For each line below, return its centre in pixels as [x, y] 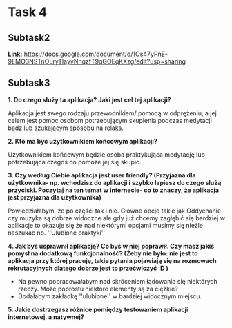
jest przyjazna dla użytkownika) [55, 197]
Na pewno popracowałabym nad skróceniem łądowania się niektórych [118, 281]
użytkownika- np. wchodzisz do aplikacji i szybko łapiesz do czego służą [115, 182]
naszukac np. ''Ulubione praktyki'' [57, 233]
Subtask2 [29, 38]
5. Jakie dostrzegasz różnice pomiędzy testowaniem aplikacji [98, 309]
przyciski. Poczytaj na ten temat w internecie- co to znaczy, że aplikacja [114, 190]
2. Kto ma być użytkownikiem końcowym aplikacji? [83, 141]
